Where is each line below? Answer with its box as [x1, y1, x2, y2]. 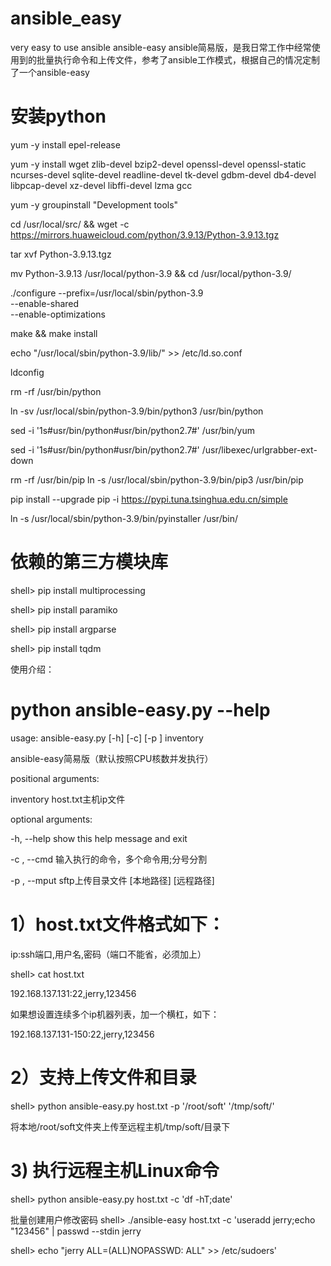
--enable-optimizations [10, 308, 106, 320]
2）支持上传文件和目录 [10, 1066, 197, 1089]
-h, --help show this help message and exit [10, 832, 188, 844]
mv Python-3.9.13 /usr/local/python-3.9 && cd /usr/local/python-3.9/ [10, 267, 292, 279]
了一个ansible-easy [10, 66, 90, 78]
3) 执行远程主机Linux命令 [10, 1159, 220, 1182]
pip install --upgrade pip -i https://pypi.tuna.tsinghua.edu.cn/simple [10, 493, 288, 505]
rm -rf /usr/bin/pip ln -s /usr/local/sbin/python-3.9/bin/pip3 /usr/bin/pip [10, 473, 304, 486]
